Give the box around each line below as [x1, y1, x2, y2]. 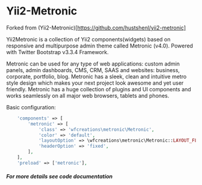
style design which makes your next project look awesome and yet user [6, 79, 184, 86]
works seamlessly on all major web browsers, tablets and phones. [6, 92, 170, 99]
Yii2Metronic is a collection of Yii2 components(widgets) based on [6, 35, 171, 43]
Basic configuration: [6, 103, 56, 111]
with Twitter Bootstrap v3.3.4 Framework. [6, 48, 109, 55]
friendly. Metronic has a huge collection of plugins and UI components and [6, 85, 191, 92]
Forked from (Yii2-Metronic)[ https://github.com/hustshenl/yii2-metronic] [6, 24, 186, 31]
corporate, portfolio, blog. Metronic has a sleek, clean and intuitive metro [6, 73, 187, 80]
